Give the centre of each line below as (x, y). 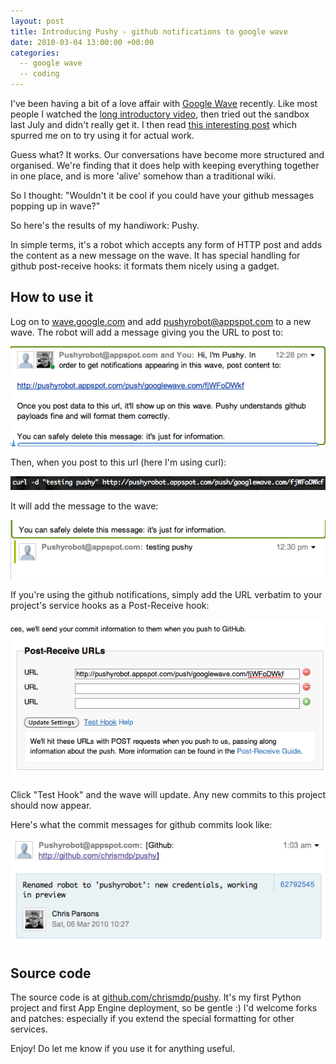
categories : (35, 53)
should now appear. (51, 805)
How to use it (52, 297)
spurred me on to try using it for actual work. (102, 135)
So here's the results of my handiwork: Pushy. (105, 225)
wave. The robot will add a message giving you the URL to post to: (147, 332)
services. (29, 1029)
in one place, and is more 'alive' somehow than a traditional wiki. (143, 176)
